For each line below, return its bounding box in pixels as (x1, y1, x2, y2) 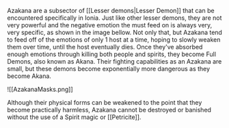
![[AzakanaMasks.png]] (7, 86, 73, 93)
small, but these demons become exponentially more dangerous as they (7, 65, 211, 73)
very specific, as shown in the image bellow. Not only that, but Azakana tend (7, 28, 222, 36)
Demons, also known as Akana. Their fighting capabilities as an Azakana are (7, 57, 222, 65)
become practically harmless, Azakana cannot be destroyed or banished (7, 106, 212, 114)
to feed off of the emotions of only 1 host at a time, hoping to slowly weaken (7, 36, 221, 44)
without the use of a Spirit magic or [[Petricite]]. (7, 113, 142, 121)
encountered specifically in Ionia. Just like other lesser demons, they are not (7, 14, 222, 22)
